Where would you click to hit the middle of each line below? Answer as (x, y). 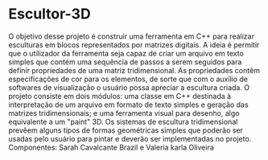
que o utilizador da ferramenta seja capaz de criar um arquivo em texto (126, 53)
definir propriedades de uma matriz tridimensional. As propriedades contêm (134, 70)
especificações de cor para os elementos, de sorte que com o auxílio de (128, 79)
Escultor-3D (49, 14)
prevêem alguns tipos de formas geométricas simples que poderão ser (126, 130)
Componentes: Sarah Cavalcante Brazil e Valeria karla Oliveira (111, 147)
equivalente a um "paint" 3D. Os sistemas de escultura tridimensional (123, 121)
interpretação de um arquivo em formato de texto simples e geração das (128, 105)
